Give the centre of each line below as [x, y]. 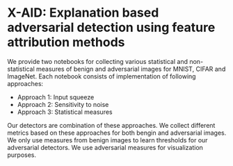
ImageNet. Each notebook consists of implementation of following [102, 76]
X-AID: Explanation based [83, 13]
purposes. [22, 155]
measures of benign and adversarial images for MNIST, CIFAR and [131, 69]
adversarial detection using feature [111, 27]
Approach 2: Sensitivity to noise [63, 104]
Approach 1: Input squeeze [56, 97]
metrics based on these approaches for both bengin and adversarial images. [117, 133]
